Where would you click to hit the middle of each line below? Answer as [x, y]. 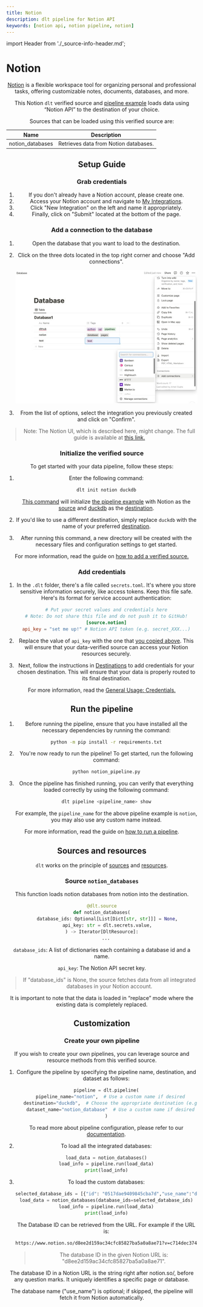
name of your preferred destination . [106, 526]
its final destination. [106, 678]
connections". [106, 262]
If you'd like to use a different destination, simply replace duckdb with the [106, 519]
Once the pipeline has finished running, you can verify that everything [106, 783]
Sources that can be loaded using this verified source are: [102, 121]
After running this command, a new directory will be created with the [106, 538]
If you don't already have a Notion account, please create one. [106, 195]
